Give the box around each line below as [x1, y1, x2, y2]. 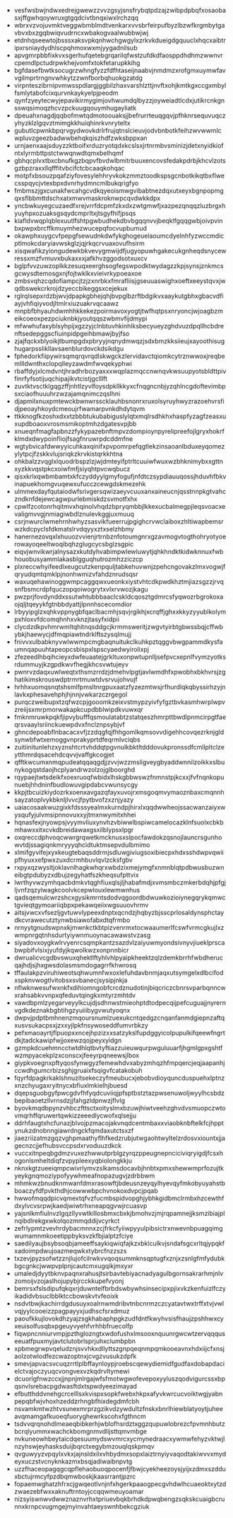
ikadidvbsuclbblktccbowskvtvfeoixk [13, 1292, 119, 1300]
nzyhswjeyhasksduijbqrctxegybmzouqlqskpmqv [13, 1442, 155, 1450]
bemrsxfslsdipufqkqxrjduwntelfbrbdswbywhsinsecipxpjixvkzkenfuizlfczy [13, 1284, 226, 1292]
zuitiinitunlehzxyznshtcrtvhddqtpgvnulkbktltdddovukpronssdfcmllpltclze [13, 743, 225, 751]
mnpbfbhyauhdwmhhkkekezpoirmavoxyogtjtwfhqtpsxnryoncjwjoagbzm [13, 307, 224, 315]
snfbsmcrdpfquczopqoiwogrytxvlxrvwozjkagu [13, 585, 148, 593]
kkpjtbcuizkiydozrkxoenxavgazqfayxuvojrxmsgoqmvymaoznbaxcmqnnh [13, 788, 225, 796]
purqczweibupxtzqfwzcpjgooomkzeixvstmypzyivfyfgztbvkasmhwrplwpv [13, 698, 226, 706]
